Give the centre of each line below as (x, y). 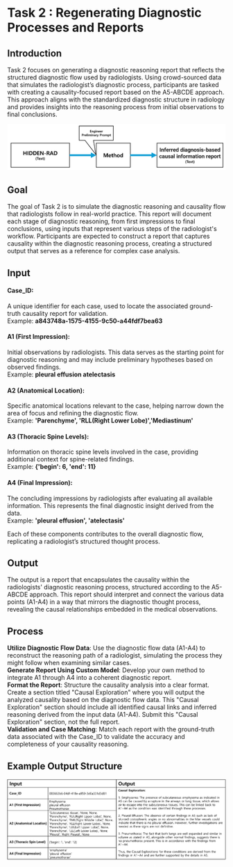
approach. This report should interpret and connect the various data (127, 595)
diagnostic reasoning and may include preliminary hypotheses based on (110, 360)
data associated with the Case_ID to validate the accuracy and (96, 737)
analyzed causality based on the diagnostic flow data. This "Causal (103, 700)
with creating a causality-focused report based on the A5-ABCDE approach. (116, 92)
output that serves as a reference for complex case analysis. (94, 251)
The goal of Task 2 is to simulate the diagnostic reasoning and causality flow (116, 207)
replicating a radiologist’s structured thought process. (84, 541)
